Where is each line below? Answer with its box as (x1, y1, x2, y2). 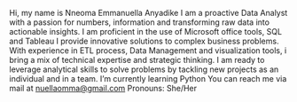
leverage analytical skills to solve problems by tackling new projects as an (9, 64, 279, 75)
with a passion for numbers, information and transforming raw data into (9, 17, 270, 27)
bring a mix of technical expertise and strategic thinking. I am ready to (9, 55, 265, 65)
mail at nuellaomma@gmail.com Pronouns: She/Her (9, 83, 198, 93)
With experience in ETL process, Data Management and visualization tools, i (9, 45, 287, 56)
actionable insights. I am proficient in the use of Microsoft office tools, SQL (9, 27, 282, 36)
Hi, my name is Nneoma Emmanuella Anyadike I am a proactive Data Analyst (9, 8, 288, 18)
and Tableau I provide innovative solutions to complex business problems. (9, 35, 279, 46)
